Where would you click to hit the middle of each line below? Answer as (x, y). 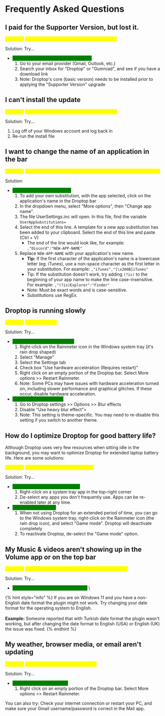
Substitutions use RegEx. (52, 295)
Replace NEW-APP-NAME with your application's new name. (77, 253)
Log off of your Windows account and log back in (62, 131)
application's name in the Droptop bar (58, 201)
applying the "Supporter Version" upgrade (63, 84)
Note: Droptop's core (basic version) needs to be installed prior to (86, 79)
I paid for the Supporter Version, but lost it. (72, 27)
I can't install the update (43, 100)
